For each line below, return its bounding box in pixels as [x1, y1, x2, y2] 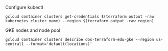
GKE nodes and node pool [5, 27, 60, 33]
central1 [5, 41, 24, 46]
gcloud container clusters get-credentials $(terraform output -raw [5, 14, 154, 19]
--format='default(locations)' [26, 41, 93, 46]
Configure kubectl [5, 5, 43, 10]
